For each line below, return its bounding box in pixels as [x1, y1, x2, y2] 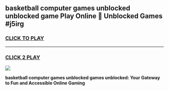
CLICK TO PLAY [5, 35, 44, 42]
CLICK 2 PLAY [5, 54, 40, 61]
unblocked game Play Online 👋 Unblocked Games [5, 12, 162, 21]
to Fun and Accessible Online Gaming [5, 80, 86, 86]
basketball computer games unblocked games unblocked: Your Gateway [5, 74, 160, 80]
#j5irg [5, 20, 24, 28]
